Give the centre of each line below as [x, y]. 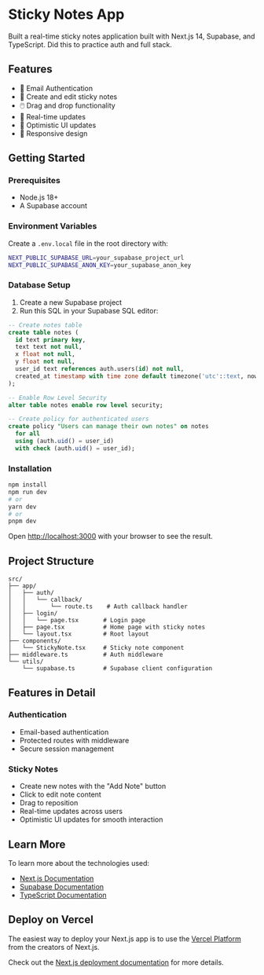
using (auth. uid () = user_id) [64, 442]
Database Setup [39, 285]
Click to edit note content [60, 794]
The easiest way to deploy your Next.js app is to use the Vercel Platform [125, 938]
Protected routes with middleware [74, 740]
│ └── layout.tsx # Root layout [79, 634]
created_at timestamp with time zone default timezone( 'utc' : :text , [130, 376]
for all [28, 434]
